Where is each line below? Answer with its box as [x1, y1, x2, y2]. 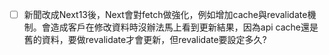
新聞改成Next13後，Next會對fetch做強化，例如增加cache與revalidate [23, 9, 308, 20]
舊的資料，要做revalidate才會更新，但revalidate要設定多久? [23, 34, 267, 46]
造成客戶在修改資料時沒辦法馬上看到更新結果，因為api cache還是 [50, 21, 319, 33]
